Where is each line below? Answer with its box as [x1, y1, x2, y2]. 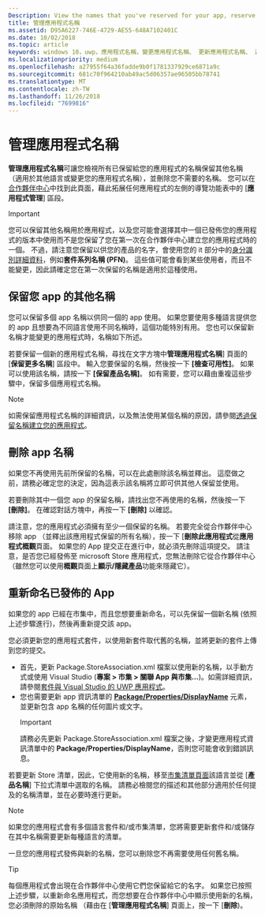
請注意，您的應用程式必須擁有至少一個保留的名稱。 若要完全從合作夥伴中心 [8, 522, 252, 531]
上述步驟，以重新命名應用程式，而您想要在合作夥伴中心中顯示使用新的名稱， [8, 890, 257, 900]
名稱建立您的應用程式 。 [14, 420, 91, 430]
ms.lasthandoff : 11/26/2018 [8, 92, 101, 100]
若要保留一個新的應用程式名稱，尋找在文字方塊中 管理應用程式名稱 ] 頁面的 [8, 349, 248, 358]
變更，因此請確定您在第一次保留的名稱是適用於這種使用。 [14, 265, 202, 275]
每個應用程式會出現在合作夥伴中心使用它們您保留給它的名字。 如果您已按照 [8, 881, 252, 890]
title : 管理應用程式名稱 [8, 19, 80, 27]
